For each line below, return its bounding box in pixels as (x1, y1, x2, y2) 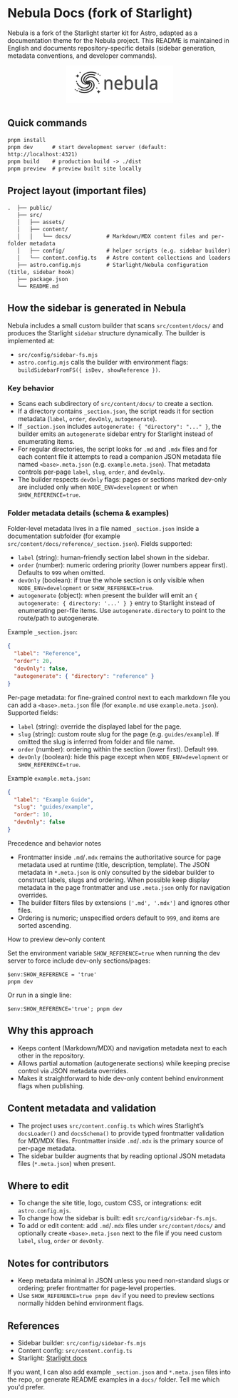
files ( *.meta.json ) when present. (17, 1159, 116, 1167)
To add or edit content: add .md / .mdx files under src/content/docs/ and (17, 1222, 226, 1230)
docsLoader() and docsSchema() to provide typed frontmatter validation (17, 1129, 224, 1138)
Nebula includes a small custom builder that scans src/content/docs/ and (7, 321, 224, 330)
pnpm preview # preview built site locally (7, 166, 142, 173)
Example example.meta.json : (7, 774, 90, 782)
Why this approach (7, 1025, 94, 1037)
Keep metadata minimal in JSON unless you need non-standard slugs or (17, 1276, 230, 1285)
